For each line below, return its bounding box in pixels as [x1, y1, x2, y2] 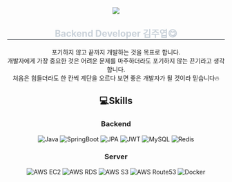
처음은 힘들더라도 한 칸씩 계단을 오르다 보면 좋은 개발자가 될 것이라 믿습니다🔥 [12, 74, 220, 82]
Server [104, 152, 128, 161]
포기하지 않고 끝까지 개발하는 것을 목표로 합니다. [51, 48, 181, 56]
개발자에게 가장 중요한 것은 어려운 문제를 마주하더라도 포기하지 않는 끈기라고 [7, 57, 212, 65]
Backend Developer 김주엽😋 [55, 28, 177, 40]
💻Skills [99, 95, 133, 107]
